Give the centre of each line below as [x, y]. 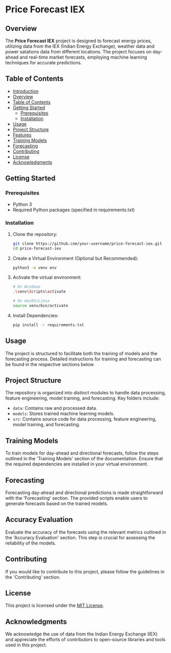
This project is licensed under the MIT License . [55, 606]
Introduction [26, 91]
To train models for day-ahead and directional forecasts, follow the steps [82, 453]
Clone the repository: [35, 234]
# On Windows [27, 287]
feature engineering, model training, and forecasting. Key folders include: [82, 398]
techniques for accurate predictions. [44, 62]
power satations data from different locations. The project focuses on [79, 52]
